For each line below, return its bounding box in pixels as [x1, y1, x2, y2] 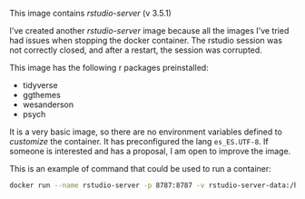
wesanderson [22, 99, 74, 110]
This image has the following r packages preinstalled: [9, 63, 209, 73]
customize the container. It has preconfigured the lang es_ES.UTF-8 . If [9, 136, 270, 146]
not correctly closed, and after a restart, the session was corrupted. [9, 45, 263, 55]
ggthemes [22, 90, 61, 100]
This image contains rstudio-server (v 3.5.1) [9, 8, 172, 18]
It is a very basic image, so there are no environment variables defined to [9, 126, 283, 137]
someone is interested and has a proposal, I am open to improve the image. [9, 145, 291, 156]
